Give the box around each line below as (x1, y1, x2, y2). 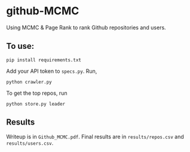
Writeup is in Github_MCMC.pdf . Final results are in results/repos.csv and (6, 133, 184, 140)
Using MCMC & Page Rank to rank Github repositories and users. (6, 24, 166, 31)
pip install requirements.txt (6, 57, 82, 63)
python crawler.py (6, 79, 52, 85)
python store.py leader (6, 101, 66, 107)
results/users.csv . (6, 139, 54, 147)
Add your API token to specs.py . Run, (6, 67, 97, 75)
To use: (6, 41, 35, 51)
